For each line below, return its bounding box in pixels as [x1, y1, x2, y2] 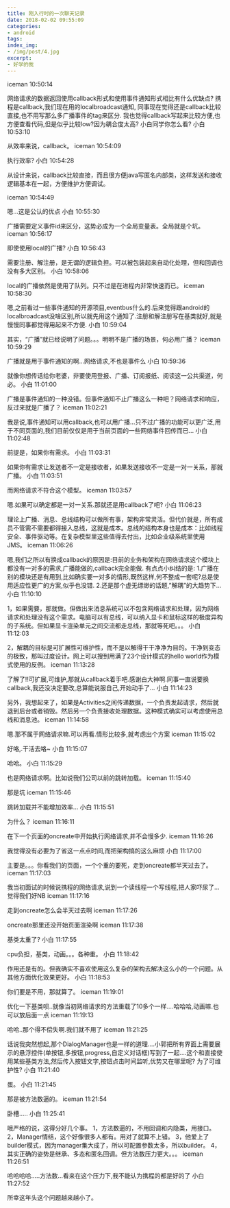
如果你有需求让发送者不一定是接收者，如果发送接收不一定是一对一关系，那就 [7, 462, 223, 471]
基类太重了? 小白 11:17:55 [7, 935, 77, 943]
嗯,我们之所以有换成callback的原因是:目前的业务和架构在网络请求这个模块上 [7, 555, 220, 563]
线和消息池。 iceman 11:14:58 [7, 715, 89, 724]
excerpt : [7, 55, 32, 62]
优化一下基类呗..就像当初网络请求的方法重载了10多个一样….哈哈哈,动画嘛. [7, 1002, 214, 1010]
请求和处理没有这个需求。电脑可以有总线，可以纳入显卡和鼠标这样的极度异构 [7, 613, 223, 621]
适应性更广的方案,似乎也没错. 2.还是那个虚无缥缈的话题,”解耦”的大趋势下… [12, 581, 222, 589]
